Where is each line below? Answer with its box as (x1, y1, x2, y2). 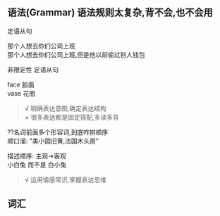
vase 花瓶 (7, 89, 36, 97)
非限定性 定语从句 (7, 65, 59, 74)
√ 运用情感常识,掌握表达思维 (24, 175, 107, 184)
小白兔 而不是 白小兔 (7, 160, 67, 169)
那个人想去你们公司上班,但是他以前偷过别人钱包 (7, 50, 146, 58)
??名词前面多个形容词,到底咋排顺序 (7, 127, 109, 136)
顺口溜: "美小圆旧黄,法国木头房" (7, 136, 99, 145)
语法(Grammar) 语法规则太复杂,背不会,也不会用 (7, 6, 214, 19)
